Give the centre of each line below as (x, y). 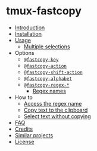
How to (24, 97)
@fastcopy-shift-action (53, 72)
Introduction (30, 27)
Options (24, 53)
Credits (24, 129)
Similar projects (34, 135)
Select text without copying (57, 116)
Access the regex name (53, 103)
